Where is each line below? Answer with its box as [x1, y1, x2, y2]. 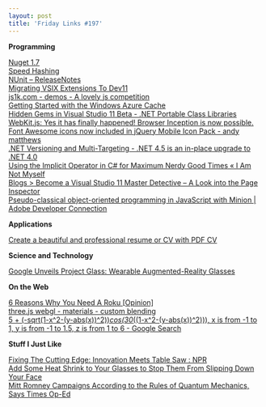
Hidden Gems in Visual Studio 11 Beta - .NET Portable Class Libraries [8, 108, 237, 118]
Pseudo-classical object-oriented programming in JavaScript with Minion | [8, 195, 256, 205]
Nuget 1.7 [8, 57, 40, 67]
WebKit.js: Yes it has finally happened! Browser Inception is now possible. [8, 117, 254, 127]
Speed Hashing [8, 66, 60, 75]
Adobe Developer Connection [8, 203, 108, 213]
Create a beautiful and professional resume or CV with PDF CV [8, 235, 217, 244]
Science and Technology [8, 250, 94, 260]
